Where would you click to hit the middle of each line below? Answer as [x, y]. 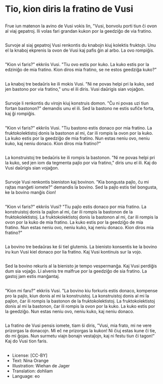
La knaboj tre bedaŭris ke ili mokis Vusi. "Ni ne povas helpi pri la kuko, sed [80, 84]
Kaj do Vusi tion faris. [26, 341]
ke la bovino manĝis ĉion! [30, 192]
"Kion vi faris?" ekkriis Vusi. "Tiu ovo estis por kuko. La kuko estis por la [77, 64]
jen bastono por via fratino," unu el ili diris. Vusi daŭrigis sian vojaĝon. [75, 89]
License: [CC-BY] [30, 355]
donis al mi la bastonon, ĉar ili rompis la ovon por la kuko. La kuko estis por [80, 306]
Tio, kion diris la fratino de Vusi [69, 9]
